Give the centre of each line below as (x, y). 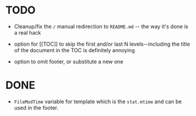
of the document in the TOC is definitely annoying (74, 50)
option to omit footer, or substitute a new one (69, 62)
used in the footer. (36, 108)
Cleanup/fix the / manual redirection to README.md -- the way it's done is (101, 26)
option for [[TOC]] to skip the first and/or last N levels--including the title (102, 44)
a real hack (27, 32)
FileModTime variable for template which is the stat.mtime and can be (98, 101)
